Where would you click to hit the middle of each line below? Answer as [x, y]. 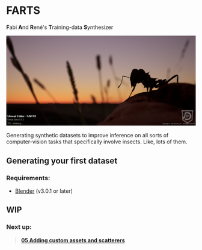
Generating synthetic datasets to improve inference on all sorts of [87, 136]
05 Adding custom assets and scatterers [73, 240]
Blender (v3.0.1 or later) [44, 191]
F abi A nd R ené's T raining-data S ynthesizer [60, 27]
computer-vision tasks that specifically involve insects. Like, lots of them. [97, 142]
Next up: [19, 227]
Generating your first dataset [62, 161]
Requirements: [28, 178]
